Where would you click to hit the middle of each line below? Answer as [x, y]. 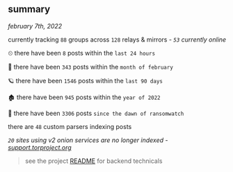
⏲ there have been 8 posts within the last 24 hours [82, 53]
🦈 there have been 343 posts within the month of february [90, 67]
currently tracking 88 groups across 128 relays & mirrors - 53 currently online [117, 40]
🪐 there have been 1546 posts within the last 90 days [85, 80]
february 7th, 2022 [35, 26]
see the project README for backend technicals [94, 161]
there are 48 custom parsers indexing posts [70, 126]
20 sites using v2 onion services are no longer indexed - [88, 140]
